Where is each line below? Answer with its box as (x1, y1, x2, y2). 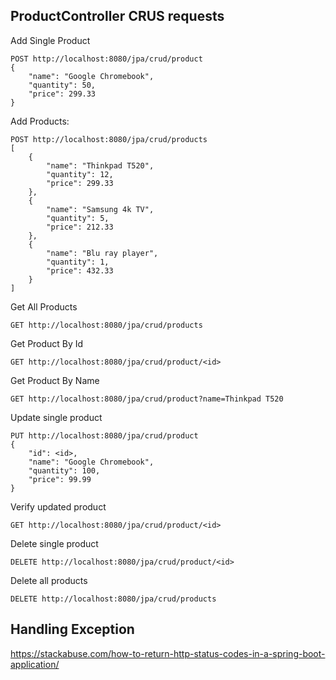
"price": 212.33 (46, 222, 114, 232)
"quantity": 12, (46, 169, 114, 179)
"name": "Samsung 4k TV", (46, 204, 155, 214)
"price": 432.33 (46, 265, 114, 276)
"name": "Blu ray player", (46, 248, 159, 258)
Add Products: (10, 115, 70, 127)
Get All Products (10, 300, 78, 313)
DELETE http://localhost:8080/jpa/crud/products (10, 594, 217, 604)
